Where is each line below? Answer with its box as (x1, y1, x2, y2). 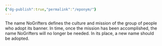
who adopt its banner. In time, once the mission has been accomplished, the (5, 25, 158, 31)
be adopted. (5, 35, 30, 41)
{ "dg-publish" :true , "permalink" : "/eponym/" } (5, 7, 97, 12)
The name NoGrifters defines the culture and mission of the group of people (5, 20, 158, 26)
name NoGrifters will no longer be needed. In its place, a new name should (5, 30, 154, 36)
